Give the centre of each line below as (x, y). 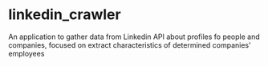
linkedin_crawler (65, 15)
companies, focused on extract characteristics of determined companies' (130, 45)
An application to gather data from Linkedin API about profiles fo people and (134, 37)
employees (26, 53)
